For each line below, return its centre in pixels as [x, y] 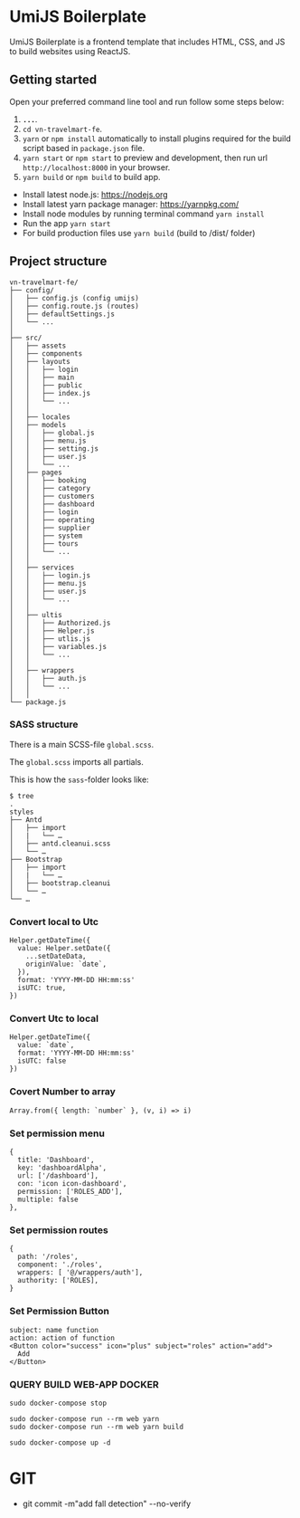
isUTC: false [42, 1061]
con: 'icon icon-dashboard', [72, 1184]
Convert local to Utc [54, 921]
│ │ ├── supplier [50, 528]
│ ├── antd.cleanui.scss [60, 844]
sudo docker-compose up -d [60, 1442]
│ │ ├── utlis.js [50, 639]
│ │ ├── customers [52, 496]
